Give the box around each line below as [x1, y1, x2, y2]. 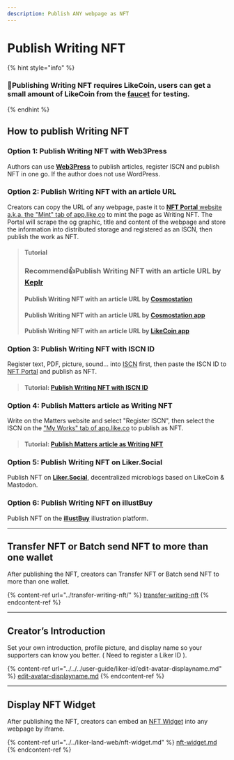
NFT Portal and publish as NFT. [7, 367, 97, 376]
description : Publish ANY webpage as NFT [7, 10, 130, 17]
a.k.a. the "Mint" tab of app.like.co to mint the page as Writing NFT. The [7, 210, 212, 218]
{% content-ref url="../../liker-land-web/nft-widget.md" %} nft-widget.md [7, 738, 217, 746]
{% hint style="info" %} [7, 63, 75, 72]
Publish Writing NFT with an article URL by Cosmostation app [24, 311, 205, 319]
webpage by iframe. [7, 724, 65, 733]
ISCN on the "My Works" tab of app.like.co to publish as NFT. [7, 424, 183, 432]
